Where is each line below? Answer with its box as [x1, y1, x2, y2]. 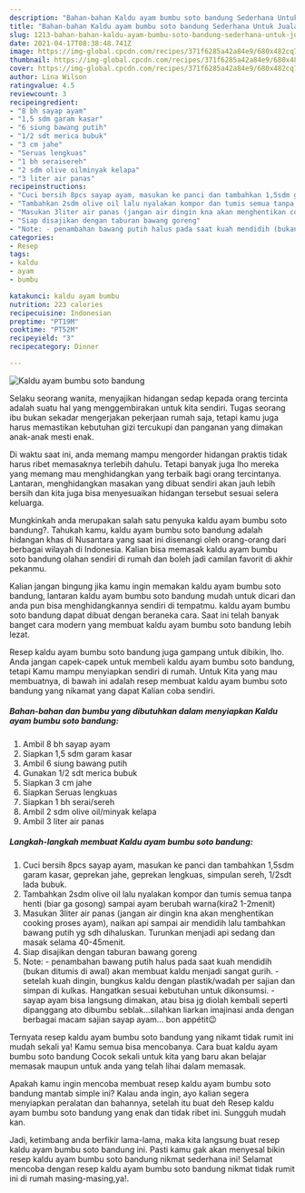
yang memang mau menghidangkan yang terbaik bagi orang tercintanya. [9, 468, 281, 479]
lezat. [9, 629, 30, 640]
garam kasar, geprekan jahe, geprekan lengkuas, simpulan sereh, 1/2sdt [22, 869, 292, 880]
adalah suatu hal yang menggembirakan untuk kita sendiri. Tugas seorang [9, 402, 286, 413]
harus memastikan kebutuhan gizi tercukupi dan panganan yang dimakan [9, 422, 283, 432]
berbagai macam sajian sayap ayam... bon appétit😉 [22, 1014, 218, 1025]
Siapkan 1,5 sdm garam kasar [22, 748, 133, 759]
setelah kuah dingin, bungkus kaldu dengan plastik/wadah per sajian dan [22, 975, 295, 986]
